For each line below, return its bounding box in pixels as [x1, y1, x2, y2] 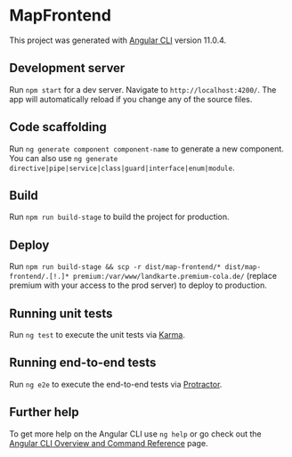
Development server [9, 61, 126, 76]
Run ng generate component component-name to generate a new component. [9, 143, 285, 154]
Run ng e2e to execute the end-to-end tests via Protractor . [9, 379, 223, 389]
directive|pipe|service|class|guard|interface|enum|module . [9, 162, 235, 173]
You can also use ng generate [9, 152, 118, 163]
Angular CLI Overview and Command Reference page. [9, 437, 208, 448]
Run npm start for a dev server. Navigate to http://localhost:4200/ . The [9, 84, 277, 94]
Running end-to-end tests [9, 355, 157, 371]
